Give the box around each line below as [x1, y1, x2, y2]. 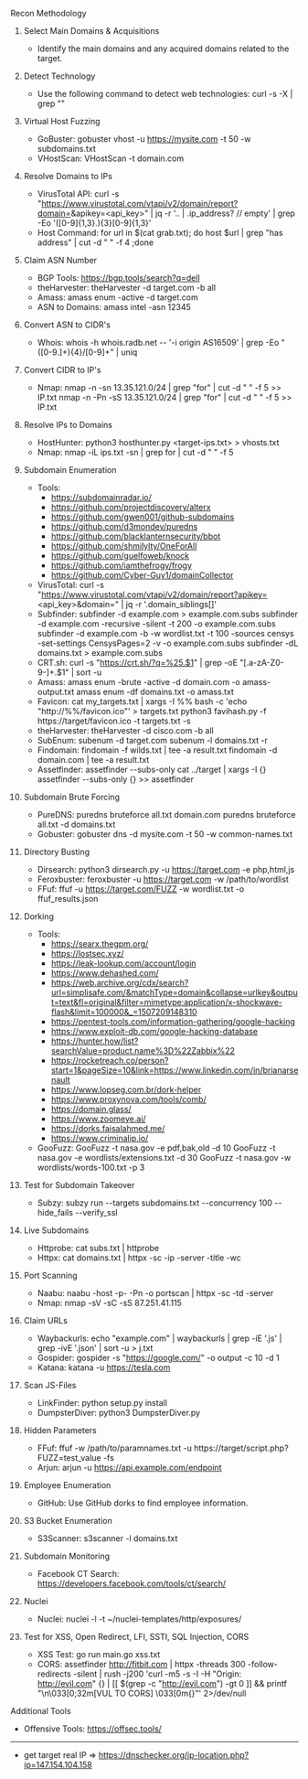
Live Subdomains [23, 1225, 90, 1236]
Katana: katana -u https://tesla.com [37, 1362, 171, 1373]
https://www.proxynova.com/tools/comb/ [50, 1094, 207, 1105]
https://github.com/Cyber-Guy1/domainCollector [50, 570, 234, 580]
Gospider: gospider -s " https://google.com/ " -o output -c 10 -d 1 [37, 1353, 280, 1363]
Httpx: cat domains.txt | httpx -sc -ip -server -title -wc [37, 1252, 241, 1263]
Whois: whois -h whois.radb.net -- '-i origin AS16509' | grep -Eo [37, 338, 280, 348]
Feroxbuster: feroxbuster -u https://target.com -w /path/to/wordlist [37, 873, 289, 884]
